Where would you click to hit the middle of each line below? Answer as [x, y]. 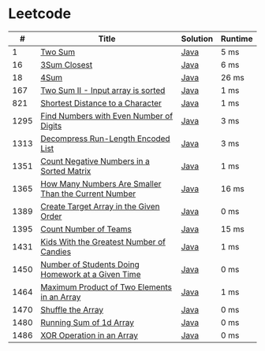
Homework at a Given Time [91, 274]
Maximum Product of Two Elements [106, 286]
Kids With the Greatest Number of [103, 242]
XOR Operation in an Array [89, 335]
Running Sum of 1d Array [87, 322]
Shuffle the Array [72, 309]
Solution [197, 39]
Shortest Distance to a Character [101, 103]
